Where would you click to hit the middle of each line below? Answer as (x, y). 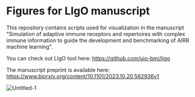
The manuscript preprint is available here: (58, 69)
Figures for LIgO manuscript (78, 11)
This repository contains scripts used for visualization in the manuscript (95, 28)
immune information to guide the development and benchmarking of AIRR (98, 40)
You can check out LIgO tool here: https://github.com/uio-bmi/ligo (88, 58)
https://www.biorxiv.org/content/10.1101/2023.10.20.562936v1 (83, 76)
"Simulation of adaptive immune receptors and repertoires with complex (96, 34)
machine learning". (30, 47)
